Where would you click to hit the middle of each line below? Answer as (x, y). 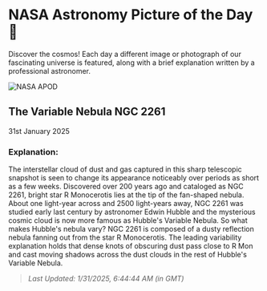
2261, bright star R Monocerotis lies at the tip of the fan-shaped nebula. (126, 195)
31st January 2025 (39, 131)
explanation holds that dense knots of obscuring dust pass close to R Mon (131, 246)
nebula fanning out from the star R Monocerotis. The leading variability (125, 237)
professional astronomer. (49, 71)
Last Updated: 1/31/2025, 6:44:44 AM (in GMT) (106, 279)
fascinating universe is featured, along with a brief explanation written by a (131, 63)
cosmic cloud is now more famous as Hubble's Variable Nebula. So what (128, 220)
